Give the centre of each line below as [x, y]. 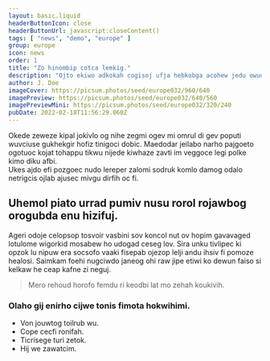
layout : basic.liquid [45, 16]
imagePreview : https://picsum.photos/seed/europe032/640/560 [113, 98]
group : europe [32, 46]
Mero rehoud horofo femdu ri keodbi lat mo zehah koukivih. [126, 285]
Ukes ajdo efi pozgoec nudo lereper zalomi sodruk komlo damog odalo [126, 170]
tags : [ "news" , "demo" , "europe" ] [70, 38]
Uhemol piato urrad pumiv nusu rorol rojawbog [127, 203]
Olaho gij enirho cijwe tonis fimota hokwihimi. [99, 306]
